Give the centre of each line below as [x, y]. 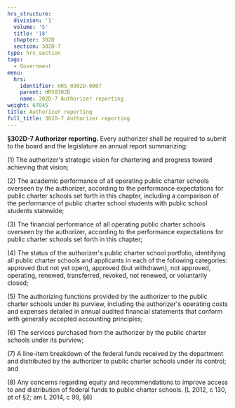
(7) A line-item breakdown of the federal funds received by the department [115, 353]
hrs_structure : [29, 14]
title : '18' [31, 33]
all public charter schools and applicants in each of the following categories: [117, 260]
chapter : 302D [34, 40]
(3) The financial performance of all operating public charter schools [106, 224]
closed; [18, 283]
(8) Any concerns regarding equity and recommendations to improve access [118, 382]
